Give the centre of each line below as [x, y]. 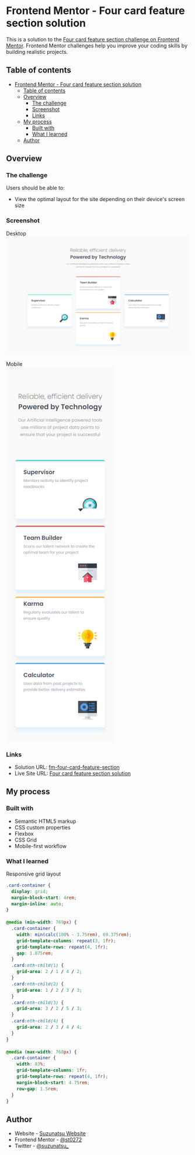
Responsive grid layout [34, 874]
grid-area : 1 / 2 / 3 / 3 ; [49, 990]
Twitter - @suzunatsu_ [41, 1146]
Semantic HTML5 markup [45, 821]
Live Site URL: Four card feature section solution [73, 773]
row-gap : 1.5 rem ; [38, 1089]
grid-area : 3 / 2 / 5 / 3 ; [49, 1009]
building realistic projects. [37, 51]
